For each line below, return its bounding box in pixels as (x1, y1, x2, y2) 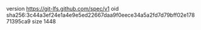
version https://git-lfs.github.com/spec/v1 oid (6, 5, 119, 12)
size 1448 (31, 18, 56, 25)
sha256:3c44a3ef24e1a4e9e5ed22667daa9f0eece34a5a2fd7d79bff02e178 (6, 11, 195, 19)
